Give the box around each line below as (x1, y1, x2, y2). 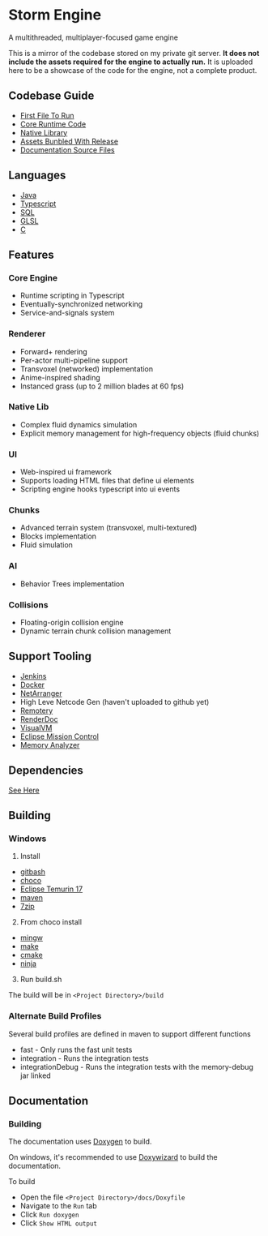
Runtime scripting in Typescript (19, 290, 125, 301)
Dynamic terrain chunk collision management (19, 626, 172, 636)
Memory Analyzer (19, 740, 80, 749)
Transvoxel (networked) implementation (19, 363, 154, 374)
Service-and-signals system (19, 308, 115, 318)
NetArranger (19, 688, 62, 698)
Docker (19, 680, 45, 689)
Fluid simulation (19, 540, 73, 550)
